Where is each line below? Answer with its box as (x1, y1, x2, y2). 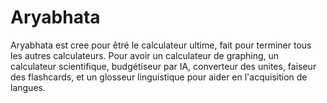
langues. (10, 81, 46, 93)
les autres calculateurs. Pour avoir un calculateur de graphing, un (10, 49, 280, 61)
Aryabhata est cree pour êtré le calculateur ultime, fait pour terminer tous (10, 39, 312, 51)
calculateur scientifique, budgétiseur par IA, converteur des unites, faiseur (10, 60, 317, 72)
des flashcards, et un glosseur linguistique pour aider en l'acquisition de (10, 71, 308, 83)
